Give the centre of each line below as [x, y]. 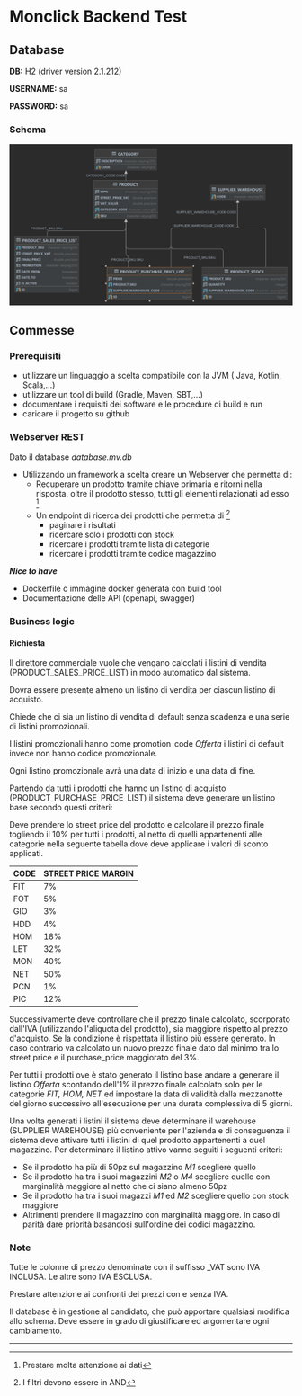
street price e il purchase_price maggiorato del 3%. [104, 1057]
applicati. [26, 854]
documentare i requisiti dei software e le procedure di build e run [142, 404]
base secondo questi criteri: [61, 808]
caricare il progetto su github [76, 414]
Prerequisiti [35, 356]
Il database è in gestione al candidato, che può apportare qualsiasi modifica [150, 1311]
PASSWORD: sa [39, 106]
